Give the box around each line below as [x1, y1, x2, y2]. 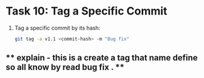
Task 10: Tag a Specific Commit [5, 4, 168, 18]
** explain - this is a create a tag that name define [5, 53, 199, 63]
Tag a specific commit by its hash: [14, 24, 100, 31]
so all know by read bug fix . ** [5, 62, 125, 73]
